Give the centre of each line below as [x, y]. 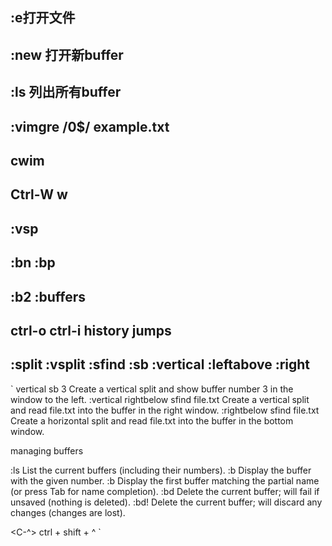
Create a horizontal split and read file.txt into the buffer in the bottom [152, 420]
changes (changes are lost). [68, 512]
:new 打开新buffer [67, 54]
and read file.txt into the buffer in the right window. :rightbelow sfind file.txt [165, 410]
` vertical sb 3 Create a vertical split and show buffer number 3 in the [152, 389]
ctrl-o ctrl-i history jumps [91, 330]
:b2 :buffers [48, 296]
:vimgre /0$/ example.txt [90, 126]
